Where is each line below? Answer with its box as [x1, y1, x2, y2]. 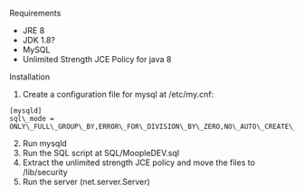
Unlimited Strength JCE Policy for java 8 [22, 54, 172, 64]
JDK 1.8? [22, 35, 56, 45]
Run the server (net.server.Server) [22, 176, 151, 187]
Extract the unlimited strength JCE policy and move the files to [22, 157, 256, 168]
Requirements [9, 8, 62, 18]
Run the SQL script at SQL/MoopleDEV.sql [22, 148, 179, 158]
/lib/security [22, 167, 68, 177]
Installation [9, 71, 51, 82]
